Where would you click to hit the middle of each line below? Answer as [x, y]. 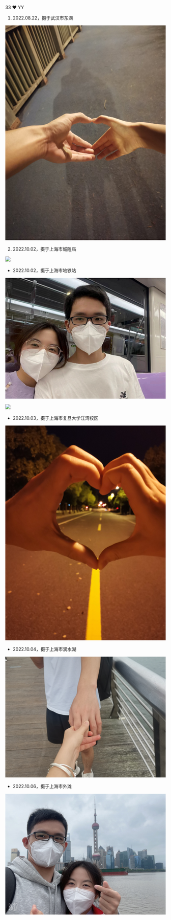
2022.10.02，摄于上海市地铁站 [44, 270]
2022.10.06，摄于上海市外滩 [42, 786]
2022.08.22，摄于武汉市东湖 [43, 18]
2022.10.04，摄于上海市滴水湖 [44, 649]
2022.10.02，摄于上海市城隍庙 [44, 249]
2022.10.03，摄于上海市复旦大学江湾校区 [55, 418]
